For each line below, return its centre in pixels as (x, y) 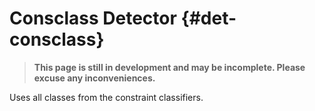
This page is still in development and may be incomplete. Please (169, 67)
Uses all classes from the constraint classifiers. (106, 97)
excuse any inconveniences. (94, 78)
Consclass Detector (93, 18)
